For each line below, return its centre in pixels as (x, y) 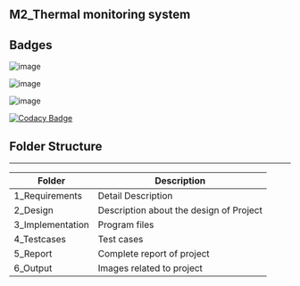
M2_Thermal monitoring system (100, 15)
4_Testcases (40, 240)
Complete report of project (154, 254)
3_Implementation (51, 225)
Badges (31, 45)
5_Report (33, 254)
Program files (126, 225)
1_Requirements (48, 196)
